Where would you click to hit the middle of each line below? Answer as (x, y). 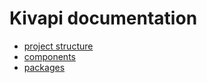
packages (44, 67)
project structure (58, 46)
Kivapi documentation (103, 18)
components (49, 56)
